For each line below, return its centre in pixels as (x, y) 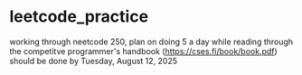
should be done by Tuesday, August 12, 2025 (94, 61)
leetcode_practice (79, 17)
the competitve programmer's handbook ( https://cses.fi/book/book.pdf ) (143, 51)
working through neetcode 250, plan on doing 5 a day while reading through (151, 42)
